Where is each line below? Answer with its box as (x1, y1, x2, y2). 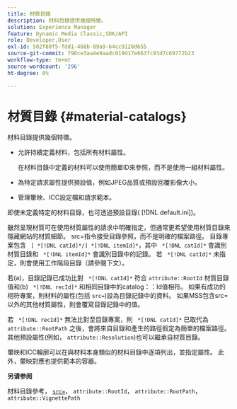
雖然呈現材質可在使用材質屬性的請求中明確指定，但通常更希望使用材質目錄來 (7, 224, 231, 232)
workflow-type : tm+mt (7, 57, 71, 64)
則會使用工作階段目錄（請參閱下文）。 (19, 259, 129, 267)
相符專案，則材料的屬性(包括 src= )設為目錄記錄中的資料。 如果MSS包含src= (7, 292, 229, 300)
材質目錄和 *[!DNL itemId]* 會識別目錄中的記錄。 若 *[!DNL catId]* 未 (7, 250, 220, 258)
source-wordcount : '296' (7, 63, 81, 70)
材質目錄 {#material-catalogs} (7, 108, 187, 125)
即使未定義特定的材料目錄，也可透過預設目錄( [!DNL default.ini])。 (7, 208, 200, 217)
